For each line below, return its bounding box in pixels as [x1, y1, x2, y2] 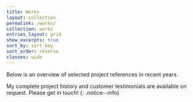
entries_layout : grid [6, 32, 62, 38]
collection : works [6, 25, 53, 32]
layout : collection [6, 15, 56, 21]
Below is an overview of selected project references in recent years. [6, 70, 179, 78]
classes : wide [6, 54, 43, 60]
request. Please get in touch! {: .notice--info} [6, 89, 119, 96]
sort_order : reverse [6, 49, 59, 55]
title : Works [6, 8, 40, 15]
